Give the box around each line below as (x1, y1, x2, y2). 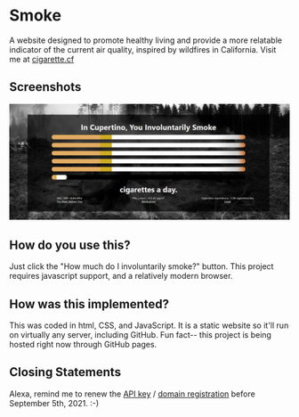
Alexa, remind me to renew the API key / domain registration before (9, 388, 255, 399)
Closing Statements (9, 364, 122, 380)
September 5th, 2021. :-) (9, 397, 100, 408)
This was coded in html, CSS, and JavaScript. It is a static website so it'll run (9, 320, 289, 331)
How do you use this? (9, 237, 131, 252)
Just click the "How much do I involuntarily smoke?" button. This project (9, 261, 274, 272)
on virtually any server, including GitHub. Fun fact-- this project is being (9, 330, 271, 340)
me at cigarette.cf (9, 53, 75, 64)
